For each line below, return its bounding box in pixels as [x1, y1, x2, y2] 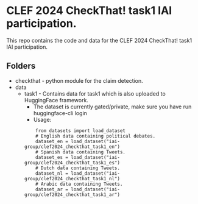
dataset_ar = [35, 186, 69, 192]
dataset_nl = [35, 170, 69, 177]
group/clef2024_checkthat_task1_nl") [24, 175, 121, 181]
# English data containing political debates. [35, 133, 156, 139]
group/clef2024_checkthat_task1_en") [24, 144, 121, 150]
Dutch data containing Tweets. [40, 165, 121, 171]
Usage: [33, 116, 52, 123]
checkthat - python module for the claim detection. [15, 77, 143, 84]
